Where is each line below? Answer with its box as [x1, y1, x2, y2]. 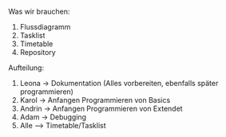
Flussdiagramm [19, 22, 71, 31]
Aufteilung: [8, 63, 45, 72]
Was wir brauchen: [8, 7, 70, 16]
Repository [19, 48, 56, 57]
